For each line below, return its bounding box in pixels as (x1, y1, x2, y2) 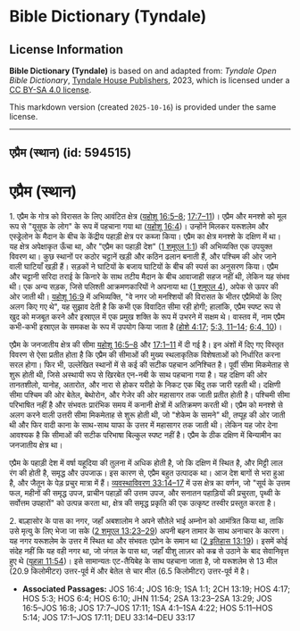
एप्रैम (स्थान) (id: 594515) (9, 145, 132, 161)
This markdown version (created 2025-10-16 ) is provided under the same (9, 102, 277, 112)
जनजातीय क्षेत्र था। (9, 440, 63, 451)
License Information (9, 42, 123, 57)
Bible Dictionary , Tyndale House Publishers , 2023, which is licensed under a (9, 75, 290, 86)
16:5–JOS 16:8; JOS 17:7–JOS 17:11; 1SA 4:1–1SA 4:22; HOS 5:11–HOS (21, 602, 273, 613)
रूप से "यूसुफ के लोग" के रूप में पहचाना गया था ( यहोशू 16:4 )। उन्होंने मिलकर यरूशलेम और (9, 221, 270, 232)
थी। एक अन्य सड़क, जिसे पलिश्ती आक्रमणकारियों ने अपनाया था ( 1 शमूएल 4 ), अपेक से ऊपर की (9, 281, 279, 292)
